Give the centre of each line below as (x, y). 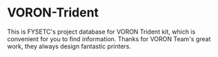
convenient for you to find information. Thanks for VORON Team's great (109, 38)
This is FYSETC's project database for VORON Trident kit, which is (101, 32)
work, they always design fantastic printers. (69, 46)
